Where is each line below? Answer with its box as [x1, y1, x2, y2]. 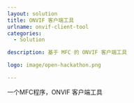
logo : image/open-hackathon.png [7, 62, 101, 69]
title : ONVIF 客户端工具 [7, 17, 75, 24]
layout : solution [7, 10, 58, 18]
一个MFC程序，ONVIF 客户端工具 [7, 88, 103, 96]
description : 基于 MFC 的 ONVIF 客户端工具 [7, 49, 128, 56]
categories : [7, 29, 42, 37]
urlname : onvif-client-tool [7, 23, 89, 30]
